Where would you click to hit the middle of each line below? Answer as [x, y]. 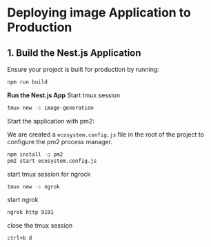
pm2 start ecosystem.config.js [52, 161]
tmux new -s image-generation [51, 108]
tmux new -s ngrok [33, 187]
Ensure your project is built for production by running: [83, 69]
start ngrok [23, 200]
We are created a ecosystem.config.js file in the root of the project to [106, 134]
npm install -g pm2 [35, 154]
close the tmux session [40, 226]
